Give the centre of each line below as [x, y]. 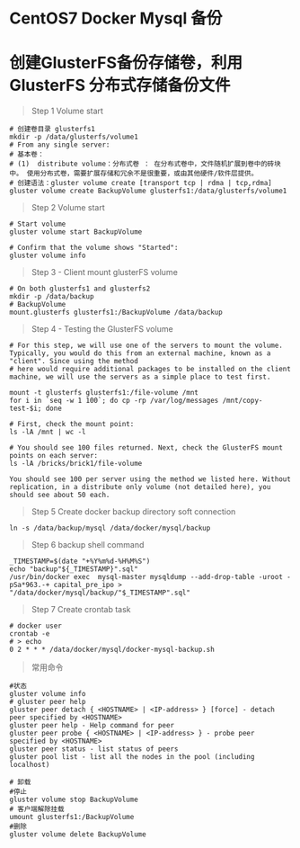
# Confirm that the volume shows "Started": [94, 248]
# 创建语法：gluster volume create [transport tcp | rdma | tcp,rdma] [141, 183]
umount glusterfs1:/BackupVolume [72, 817]
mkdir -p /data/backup [52, 297]
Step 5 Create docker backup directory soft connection [133, 512]
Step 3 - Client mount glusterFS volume [104, 272]
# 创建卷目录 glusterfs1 [53, 129]
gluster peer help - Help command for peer [92, 726]
